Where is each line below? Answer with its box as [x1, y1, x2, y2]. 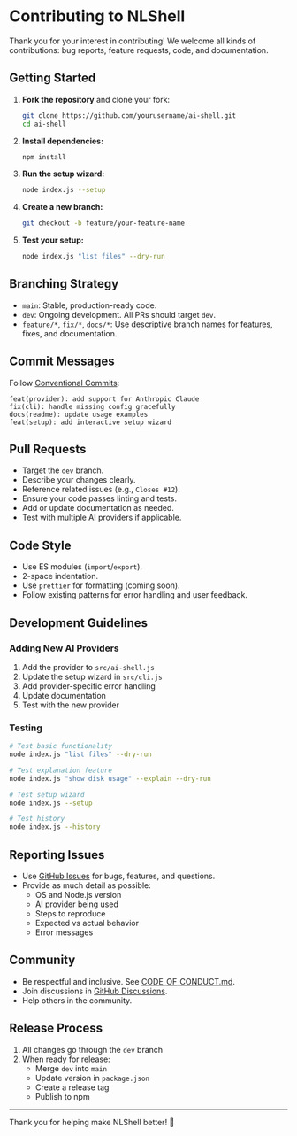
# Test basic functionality [9, 742, 113, 751]
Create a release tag [34, 1082, 110, 1093]
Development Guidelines [9, 615, 148, 630]
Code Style [9, 537, 72, 553]
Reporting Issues [9, 847, 105, 862]
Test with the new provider [21, 699, 119, 710]
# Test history [9, 815, 65, 823]
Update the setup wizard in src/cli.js [21, 671, 163, 682]
